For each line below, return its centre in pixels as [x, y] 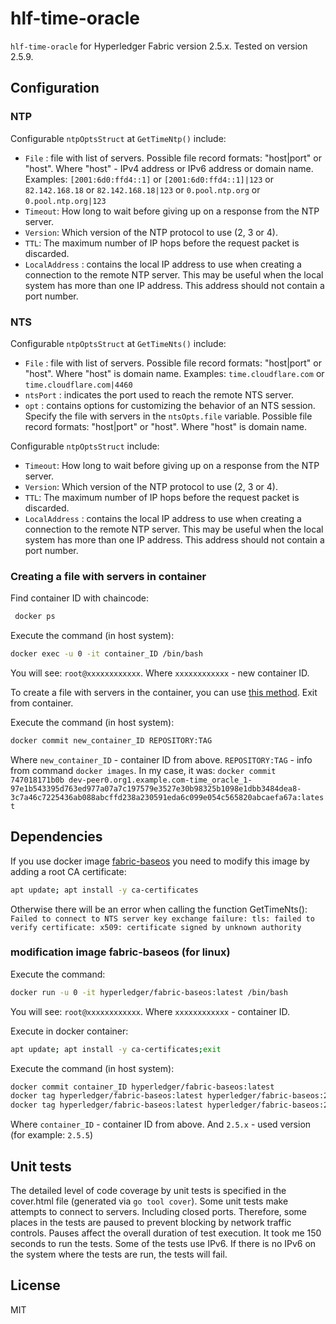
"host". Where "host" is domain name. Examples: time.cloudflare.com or [174, 373]
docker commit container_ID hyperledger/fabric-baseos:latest [142, 1087]
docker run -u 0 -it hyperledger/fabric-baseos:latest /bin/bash [149, 992]
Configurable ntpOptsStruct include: [85, 446]
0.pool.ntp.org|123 [65, 201]
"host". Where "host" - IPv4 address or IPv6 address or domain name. [169, 168]
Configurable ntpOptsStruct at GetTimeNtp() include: [118, 138]
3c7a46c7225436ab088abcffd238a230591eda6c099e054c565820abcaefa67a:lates [167, 797]
